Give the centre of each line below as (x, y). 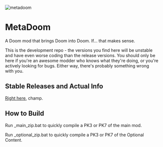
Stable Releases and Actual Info (54, 86)
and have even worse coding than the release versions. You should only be (80, 55)
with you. (14, 71)
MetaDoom (28, 27)
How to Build (25, 114)
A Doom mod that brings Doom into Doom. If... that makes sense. (70, 41)
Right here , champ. (24, 98)
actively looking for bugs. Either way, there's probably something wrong (77, 65)
